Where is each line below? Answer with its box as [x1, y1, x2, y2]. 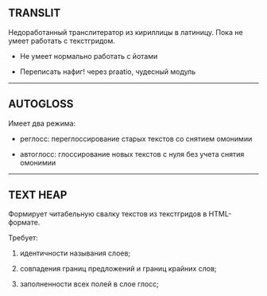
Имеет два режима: [8, 119, 76, 128]
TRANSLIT [8, 6, 61, 20]
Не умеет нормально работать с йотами [19, 51, 158, 60]
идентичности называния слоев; [19, 248, 131, 258]
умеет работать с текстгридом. [8, 36, 115, 45]
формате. [8, 218, 41, 228]
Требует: [8, 233, 38, 243]
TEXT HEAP [8, 189, 68, 202]
